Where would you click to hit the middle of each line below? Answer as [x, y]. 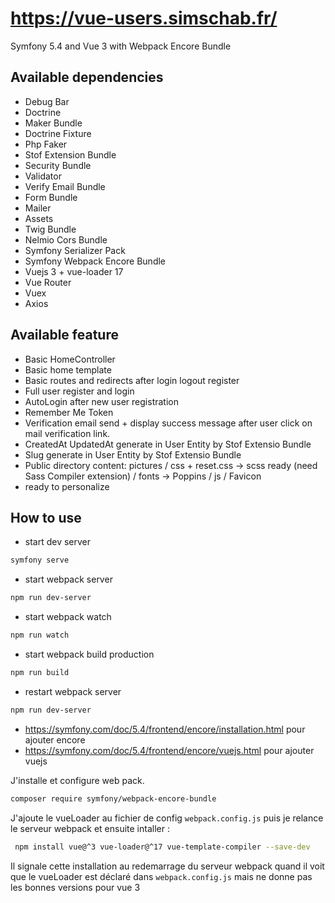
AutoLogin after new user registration [101, 401]
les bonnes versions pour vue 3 [75, 887]
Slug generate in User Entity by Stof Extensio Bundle [133, 454]
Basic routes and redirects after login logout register [132, 380]
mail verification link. [67, 433]
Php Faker [46, 144]
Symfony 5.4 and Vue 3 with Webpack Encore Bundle [121, 46]
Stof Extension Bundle [70, 154]
